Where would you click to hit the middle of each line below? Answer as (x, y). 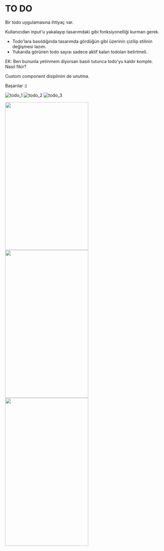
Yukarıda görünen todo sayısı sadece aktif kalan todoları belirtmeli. (80, 52)
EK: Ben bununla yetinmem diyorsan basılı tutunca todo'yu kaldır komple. (79, 61)
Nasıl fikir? (16, 67)
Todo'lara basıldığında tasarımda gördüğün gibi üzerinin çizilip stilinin (82, 41)
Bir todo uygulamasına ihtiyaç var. (39, 22)
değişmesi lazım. (29, 46)
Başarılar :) (16, 86)
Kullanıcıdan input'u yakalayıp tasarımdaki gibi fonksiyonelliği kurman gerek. (82, 32)
